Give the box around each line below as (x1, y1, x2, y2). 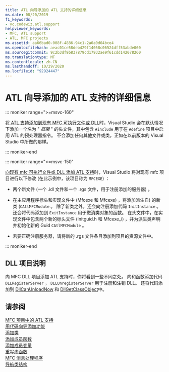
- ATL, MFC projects (5, 36, 49, 41)
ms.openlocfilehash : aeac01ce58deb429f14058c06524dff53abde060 (5, 45, 141, 50)
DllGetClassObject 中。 (60, 286, 107, 292)
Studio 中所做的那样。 (5, 138, 51, 144)
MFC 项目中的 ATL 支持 (5, 317, 54, 323)
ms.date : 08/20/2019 (5, 12, 49, 17)
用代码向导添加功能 (5, 323, 45, 329)
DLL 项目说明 (5, 259, 46, 268)
